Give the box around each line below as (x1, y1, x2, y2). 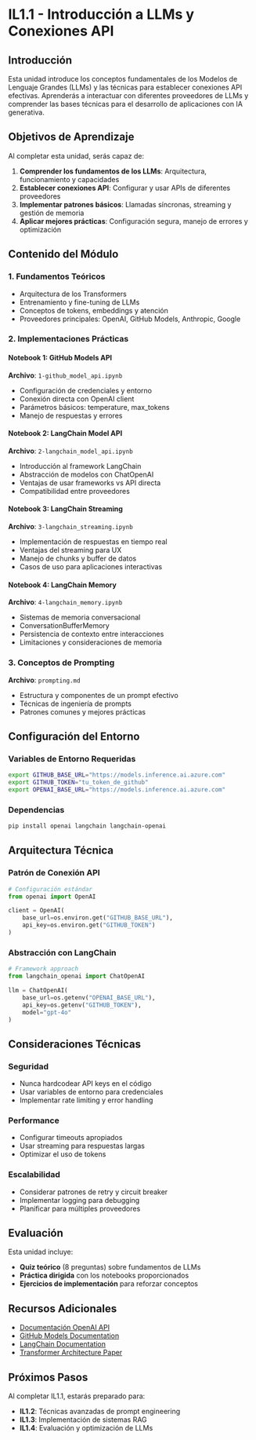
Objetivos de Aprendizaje (8, 130, 135, 144)
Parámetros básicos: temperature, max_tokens (19, 402, 170, 411)
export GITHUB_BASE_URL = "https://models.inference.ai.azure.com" (8, 771, 225, 779)
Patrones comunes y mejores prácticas (19, 707, 146, 716)
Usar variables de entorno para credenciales (19, 1087, 164, 1097)
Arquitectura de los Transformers (19, 289, 127, 298)
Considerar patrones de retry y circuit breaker (19, 1187, 168, 1197)
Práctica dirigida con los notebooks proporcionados (19, 1270, 189, 1281)
